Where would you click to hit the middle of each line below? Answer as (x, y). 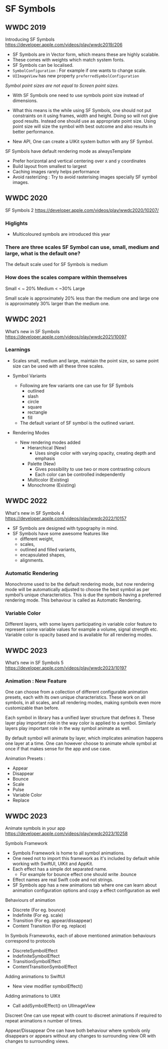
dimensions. (25, 101)
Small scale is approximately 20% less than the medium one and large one (82, 298)
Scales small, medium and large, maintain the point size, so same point (86, 360)
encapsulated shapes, (43, 555)
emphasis (45, 458)
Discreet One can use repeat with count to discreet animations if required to (83, 1015)
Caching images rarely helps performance (56, 172)
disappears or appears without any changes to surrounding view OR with (81, 1036)
